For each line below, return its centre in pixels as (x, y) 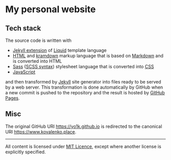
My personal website (51, 9)
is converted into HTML (37, 61)
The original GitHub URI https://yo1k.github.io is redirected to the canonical (84, 126)
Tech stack (23, 28)
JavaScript (24, 72)
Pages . (12, 98)
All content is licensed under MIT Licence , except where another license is (83, 146)
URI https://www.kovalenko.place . (41, 131)
